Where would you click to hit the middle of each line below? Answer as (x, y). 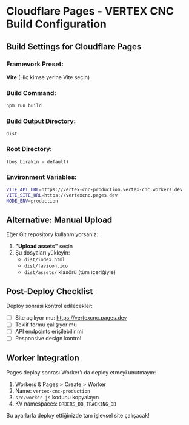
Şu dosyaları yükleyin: (42, 253)
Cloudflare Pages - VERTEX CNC (90, 11)
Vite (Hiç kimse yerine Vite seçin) (48, 77)
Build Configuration (57, 24)
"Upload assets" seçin (44, 246)
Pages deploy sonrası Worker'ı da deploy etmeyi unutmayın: (81, 373)
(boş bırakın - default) (38, 162)
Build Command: (31, 93)
